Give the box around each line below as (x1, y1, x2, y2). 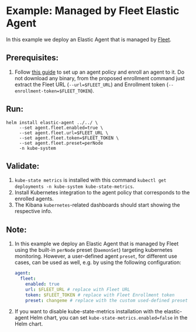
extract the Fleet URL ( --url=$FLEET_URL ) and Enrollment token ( (14, 81, 169, 88)
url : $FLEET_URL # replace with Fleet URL (25, 286, 130, 292)
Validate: (6, 161, 40, 171)
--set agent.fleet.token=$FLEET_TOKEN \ (19, 135, 119, 141)
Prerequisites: (6, 53, 59, 63)
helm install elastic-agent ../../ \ (6, 119, 98, 125)
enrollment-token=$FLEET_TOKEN (14, 88, 91, 94)
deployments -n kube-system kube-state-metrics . (14, 183, 135, 190)
